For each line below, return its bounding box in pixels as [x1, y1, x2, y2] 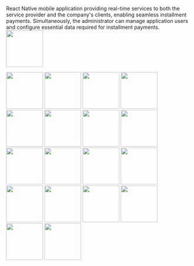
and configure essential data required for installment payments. [6, 23, 160, 31]
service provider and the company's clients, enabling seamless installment [6, 11, 187, 18]
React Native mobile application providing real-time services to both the [6, 5, 180, 12]
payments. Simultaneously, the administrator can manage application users [6, 18, 188, 24]
